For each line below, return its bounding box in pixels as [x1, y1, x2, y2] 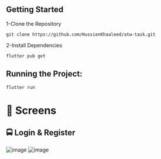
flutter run [6, 84, 35, 90]
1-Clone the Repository [6, 20, 61, 27]
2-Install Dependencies [6, 42, 63, 49]
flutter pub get [6, 53, 46, 59]
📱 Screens [6, 103, 57, 117]
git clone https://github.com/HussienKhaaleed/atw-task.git [6, 32, 156, 37]
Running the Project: [6, 69, 83, 79]
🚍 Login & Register [6, 128, 76, 138]
